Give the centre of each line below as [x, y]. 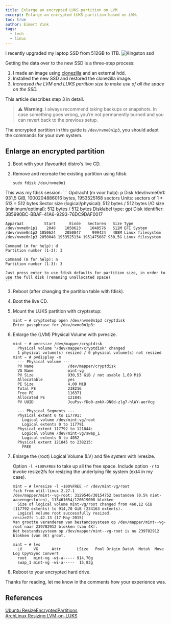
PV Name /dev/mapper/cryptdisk [67, 366]
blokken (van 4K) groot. [39, 536]
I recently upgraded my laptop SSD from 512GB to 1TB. [63, 53]
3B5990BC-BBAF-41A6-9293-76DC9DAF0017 [54, 214]
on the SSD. [25, 89]
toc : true [16, 19]
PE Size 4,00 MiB [52, 384]
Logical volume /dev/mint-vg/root [59, 420]
